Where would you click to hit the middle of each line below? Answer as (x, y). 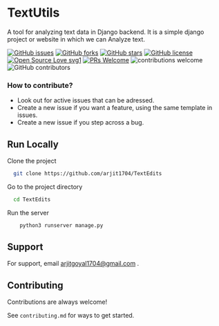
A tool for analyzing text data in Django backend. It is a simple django (106, 32)
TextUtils (34, 13)
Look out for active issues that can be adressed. (86, 100)
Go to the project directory (45, 187)
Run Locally (33, 144)
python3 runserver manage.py (61, 225)
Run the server (28, 212)
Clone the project (32, 161)
